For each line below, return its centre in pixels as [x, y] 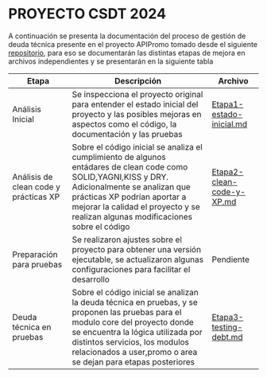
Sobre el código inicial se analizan [135, 292]
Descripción [137, 80]
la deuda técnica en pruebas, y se [135, 302]
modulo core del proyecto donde [133, 321]
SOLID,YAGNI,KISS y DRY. [120, 177]
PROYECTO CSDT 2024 [87, 14]
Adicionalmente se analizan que [131, 186]
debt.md [227, 337]
